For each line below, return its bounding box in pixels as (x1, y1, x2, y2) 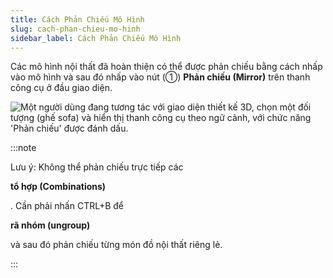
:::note (10, 142, 37, 154)
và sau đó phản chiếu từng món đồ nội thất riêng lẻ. (10, 239, 223, 251)
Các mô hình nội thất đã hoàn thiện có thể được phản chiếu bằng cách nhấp (10, 61, 323, 73)
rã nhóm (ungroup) (10, 219, 91, 231)
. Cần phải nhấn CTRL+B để (10, 200, 125, 212)
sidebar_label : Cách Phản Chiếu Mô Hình (10, 33, 182, 43)
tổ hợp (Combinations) (10, 181, 107, 193)
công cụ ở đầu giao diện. (10, 82, 113, 94)
